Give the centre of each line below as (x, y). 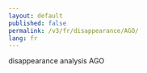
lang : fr (23, 38)
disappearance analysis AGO (57, 61)
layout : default (36, 16)
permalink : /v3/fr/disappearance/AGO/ (73, 30)
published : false (38, 23)
